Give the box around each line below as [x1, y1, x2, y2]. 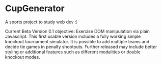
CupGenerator [5, 3, 65, 14]
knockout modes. [5, 54, 40, 60]
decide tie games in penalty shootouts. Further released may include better [5, 44, 157, 49]
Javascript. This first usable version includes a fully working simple [5, 33, 141, 39]
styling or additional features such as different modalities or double [5, 49, 141, 55]
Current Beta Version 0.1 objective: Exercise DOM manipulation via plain [5, 28, 150, 34]
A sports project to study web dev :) [5, 19, 78, 25]
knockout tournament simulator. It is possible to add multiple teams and [5, 38, 150, 44]
